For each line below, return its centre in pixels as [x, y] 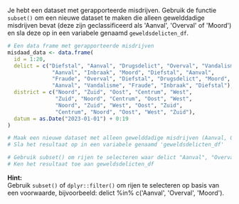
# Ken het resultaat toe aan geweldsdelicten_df [81, 164]
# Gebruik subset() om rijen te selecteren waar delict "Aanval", [108, 158]
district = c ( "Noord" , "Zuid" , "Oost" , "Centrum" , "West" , [103, 92]
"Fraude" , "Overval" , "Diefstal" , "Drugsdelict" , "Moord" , [142, 79]
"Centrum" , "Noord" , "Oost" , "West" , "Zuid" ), [125, 112]
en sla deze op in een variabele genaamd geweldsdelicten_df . [98, 33]
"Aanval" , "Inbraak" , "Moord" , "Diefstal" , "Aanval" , [133, 73]
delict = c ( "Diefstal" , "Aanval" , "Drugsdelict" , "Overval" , [106, 66]
